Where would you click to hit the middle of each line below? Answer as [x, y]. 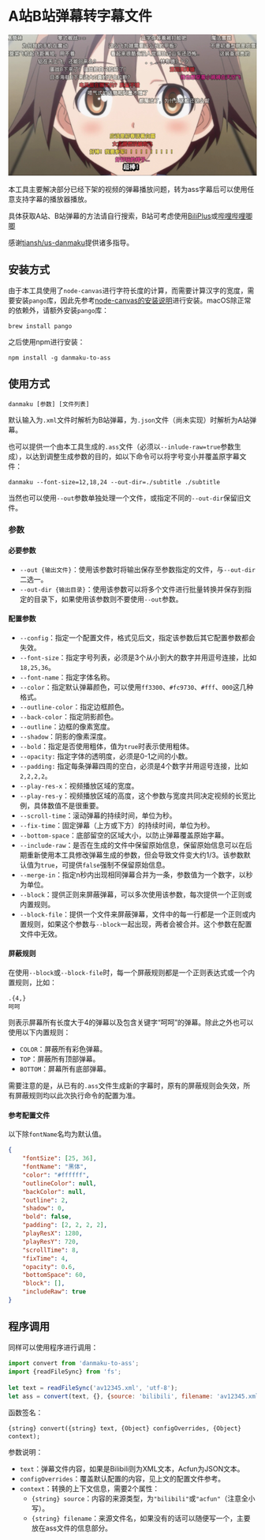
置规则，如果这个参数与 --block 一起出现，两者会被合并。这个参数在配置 [136, 924]
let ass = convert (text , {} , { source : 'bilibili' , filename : [111, 1397]
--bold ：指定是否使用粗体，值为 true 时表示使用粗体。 [106, 746]
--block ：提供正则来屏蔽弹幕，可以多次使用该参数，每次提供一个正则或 [136, 894]
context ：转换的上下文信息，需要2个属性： [90, 1489]
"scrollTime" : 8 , [51, 1250]
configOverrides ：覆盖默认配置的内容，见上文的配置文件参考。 [122, 1479]
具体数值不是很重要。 [68, 805]
